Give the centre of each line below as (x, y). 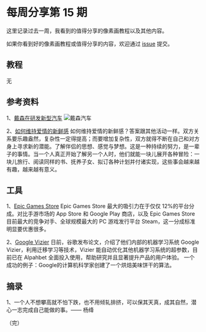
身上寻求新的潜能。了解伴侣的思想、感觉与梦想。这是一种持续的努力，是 (97, 146)
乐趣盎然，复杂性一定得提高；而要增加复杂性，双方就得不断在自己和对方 (108, 138)
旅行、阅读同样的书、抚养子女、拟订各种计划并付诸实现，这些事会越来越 (108, 161)
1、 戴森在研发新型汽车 (34, 118)
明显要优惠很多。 (28, 229)
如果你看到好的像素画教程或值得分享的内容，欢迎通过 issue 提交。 (90, 43)
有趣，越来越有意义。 (33, 169)
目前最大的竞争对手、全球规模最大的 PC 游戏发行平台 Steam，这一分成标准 (101, 222)
